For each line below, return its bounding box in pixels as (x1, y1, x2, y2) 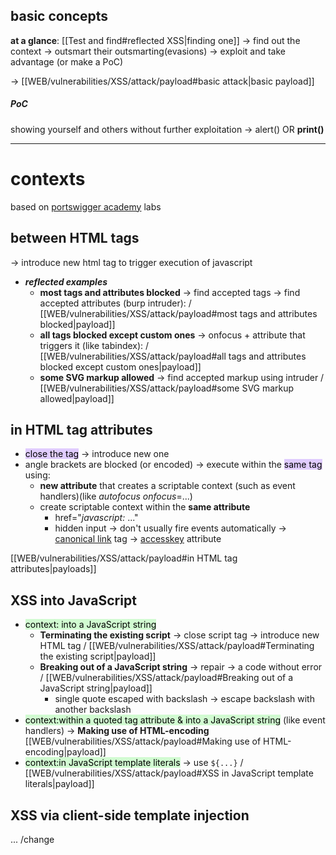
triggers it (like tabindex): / (39, 339, 150, 351)
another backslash (54, 704, 132, 716)
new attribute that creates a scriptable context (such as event (39, 480, 296, 492)
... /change (10, 833, 55, 845)
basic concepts (10, 8, 109, 25)
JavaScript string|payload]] (39, 682, 153, 694)
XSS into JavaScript (10, 592, 137, 609)
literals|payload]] (24, 778, 95, 790)
